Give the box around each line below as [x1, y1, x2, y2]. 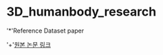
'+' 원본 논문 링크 [6, 40, 51, 48]
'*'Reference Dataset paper [6, 26, 84, 35]
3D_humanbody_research [6, 4, 157, 20]
